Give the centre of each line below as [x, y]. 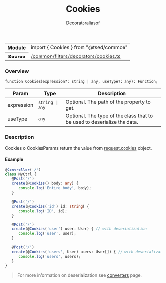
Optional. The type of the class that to [109, 116]
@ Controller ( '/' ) [23, 170]
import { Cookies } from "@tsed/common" [79, 47]
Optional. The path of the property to [108, 102]
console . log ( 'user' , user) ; [47, 234]
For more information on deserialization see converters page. [80, 275]
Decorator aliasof [83, 23]
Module [17, 47]
